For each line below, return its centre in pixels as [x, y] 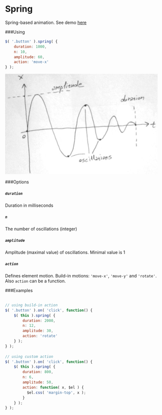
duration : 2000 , [39, 320]
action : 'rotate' [40, 336]
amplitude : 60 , [29, 57]
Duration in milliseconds [29, 205]
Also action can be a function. [35, 281]
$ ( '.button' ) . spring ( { [31, 41]
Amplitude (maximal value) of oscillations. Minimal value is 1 [65, 253]
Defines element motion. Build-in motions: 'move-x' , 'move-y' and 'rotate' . [81, 276]
